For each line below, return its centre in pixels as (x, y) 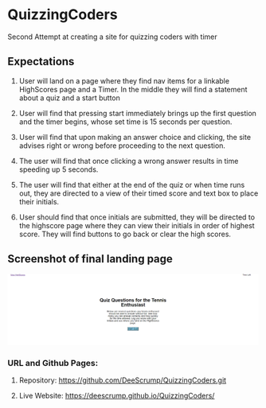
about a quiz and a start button (70, 98)
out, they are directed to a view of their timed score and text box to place (139, 193)
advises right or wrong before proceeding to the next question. (122, 146)
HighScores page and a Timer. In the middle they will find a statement (133, 89)
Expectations (41, 62)
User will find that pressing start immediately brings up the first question (137, 113)
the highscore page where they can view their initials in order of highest (137, 225)
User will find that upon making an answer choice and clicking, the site (135, 137)
